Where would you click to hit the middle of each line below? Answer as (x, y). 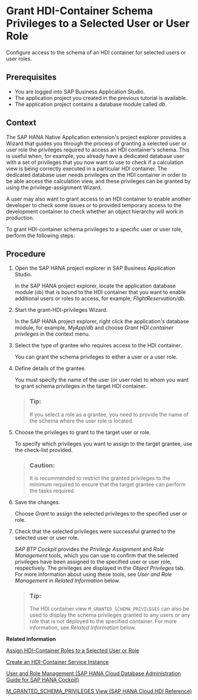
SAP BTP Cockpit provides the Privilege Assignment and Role (89, 549)
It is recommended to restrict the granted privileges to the (100, 478)
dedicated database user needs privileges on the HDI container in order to (97, 175)
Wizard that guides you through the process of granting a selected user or (97, 143)
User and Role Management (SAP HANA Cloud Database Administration (94, 673)
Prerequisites (31, 77)
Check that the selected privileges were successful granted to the (95, 531)
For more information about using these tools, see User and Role (93, 574)
